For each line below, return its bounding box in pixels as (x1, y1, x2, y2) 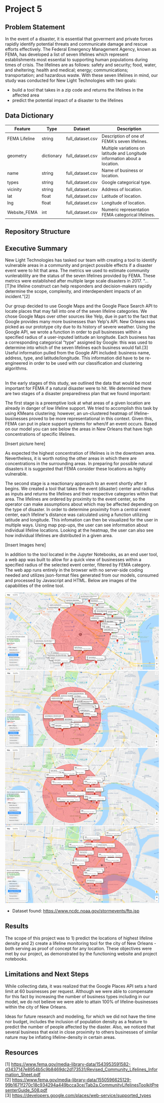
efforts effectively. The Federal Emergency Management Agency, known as (5, 47, 157, 52)
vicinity (7, 186, 22, 192)
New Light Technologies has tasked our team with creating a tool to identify (5, 257, 157, 263)
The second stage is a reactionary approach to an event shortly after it (5, 481, 147, 487)
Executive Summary (5, 244, 68, 253)
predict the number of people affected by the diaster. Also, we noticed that (5, 1024, 155, 1030)
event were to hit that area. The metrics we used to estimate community (5, 268, 150, 274)
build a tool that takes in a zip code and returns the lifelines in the (12, 87, 143, 93)
